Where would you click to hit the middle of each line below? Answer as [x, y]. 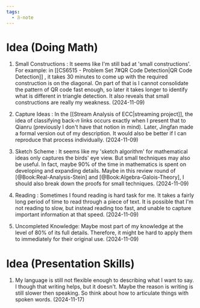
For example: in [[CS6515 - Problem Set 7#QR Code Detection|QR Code [104, 71]
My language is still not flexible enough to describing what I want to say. [105, 280]
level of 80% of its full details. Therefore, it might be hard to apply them [104, 233]
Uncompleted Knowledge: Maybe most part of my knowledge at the [99, 226]
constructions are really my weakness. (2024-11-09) [80, 103]
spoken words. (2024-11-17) [50, 300]
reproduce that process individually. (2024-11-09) [77, 140]
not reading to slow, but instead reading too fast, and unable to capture [103, 208]
